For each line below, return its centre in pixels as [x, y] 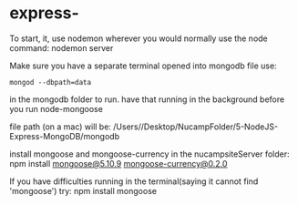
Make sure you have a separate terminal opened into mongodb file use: [143, 66]
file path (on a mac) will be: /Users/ [75, 127]
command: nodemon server [62, 47]
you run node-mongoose [56, 108]
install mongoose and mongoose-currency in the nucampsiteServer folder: [149, 154]
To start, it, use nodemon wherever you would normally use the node [139, 38]
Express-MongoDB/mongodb [65, 136]
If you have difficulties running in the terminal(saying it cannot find [134, 181]
